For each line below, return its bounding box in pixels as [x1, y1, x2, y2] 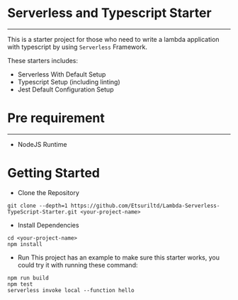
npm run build [7, 274, 50, 282]
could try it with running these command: [17, 260, 138, 269]
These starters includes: [7, 56, 79, 65]
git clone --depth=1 [7, 202, 69, 209]
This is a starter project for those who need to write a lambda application [7, 35, 220, 43]
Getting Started [7, 165, 101, 182]
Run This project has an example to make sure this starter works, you [17, 253, 220, 262]
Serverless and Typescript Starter [7, 5, 212, 21]
